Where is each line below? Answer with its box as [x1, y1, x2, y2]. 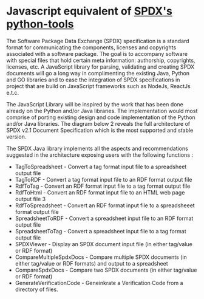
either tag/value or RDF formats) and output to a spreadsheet [15, 259, 168, 267]
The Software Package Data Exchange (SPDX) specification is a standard [6, 37, 189, 44]
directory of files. [15, 286, 59, 293]
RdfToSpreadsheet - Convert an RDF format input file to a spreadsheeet [15, 202, 195, 209]
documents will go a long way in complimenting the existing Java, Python [6, 69, 190, 77]
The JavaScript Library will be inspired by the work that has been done [6, 100, 183, 108]
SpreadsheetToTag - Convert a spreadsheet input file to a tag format [15, 227, 186, 235]
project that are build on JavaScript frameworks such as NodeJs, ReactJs [6, 82, 191, 89]
